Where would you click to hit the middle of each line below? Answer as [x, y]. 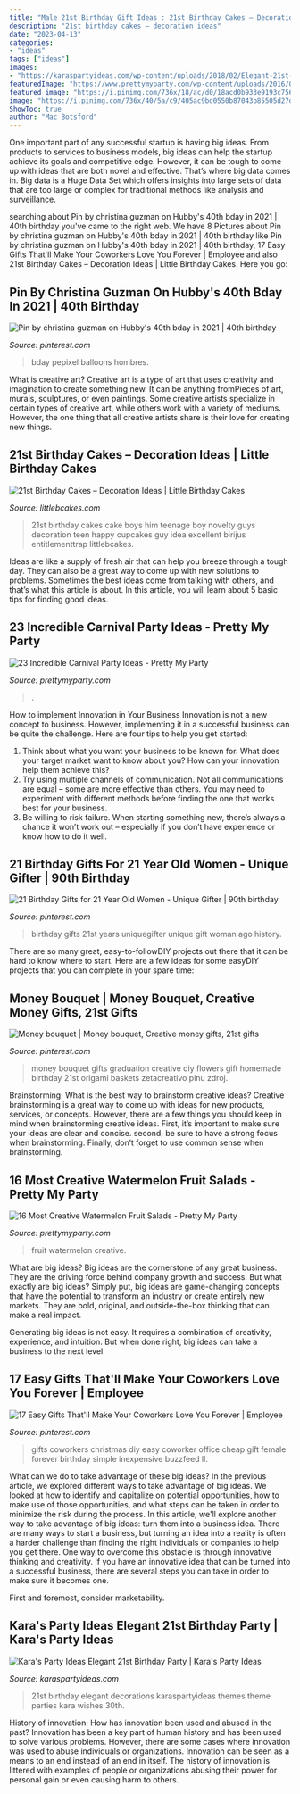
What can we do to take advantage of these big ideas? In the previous [138, 1476]
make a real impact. [46, 1315]
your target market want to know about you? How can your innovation [150, 760]
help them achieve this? [66, 769]
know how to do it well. [64, 836]
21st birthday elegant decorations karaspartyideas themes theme [150, 1696]
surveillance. [33, 199]
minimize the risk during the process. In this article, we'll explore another [143, 1514]
